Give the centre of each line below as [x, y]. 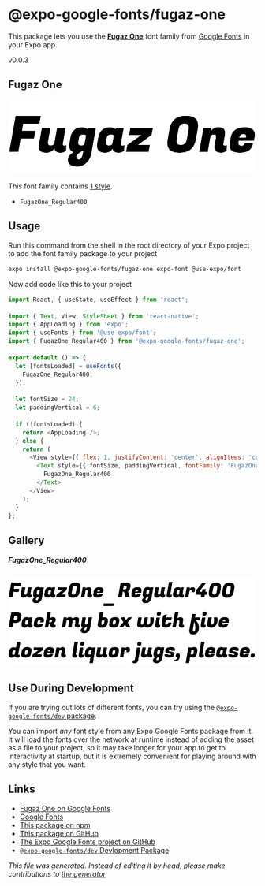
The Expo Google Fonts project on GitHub [87, 842]
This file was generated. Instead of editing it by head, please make [117, 866]
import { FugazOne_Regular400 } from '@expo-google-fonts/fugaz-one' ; [127, 341]
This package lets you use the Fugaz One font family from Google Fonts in [129, 36]
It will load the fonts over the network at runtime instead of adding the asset [131, 739]
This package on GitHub [59, 833]
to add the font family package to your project [83, 253]
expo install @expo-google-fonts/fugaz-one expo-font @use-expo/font [125, 269]
